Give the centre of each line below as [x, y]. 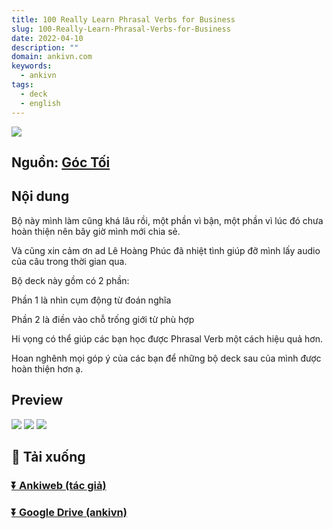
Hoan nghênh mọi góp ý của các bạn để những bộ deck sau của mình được [166, 358]
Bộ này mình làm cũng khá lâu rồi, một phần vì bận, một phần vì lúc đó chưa [167, 220]
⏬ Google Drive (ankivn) [69, 512]
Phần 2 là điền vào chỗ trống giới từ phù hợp [103, 319]
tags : [22, 85]
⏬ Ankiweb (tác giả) [59, 485]
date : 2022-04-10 [47, 38]
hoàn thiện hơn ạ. [47, 368]
